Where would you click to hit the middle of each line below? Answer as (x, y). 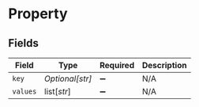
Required (117, 65)
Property (38, 14)
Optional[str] (68, 78)
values (24, 92)
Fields (24, 43)
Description (164, 65)
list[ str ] (58, 92)
